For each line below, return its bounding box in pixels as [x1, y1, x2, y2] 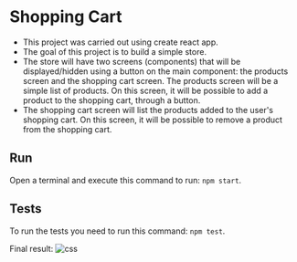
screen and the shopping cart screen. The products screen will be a [22, 75, 279, 86]
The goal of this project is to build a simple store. [22, 46, 207, 57]
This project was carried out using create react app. [22, 37, 219, 47]
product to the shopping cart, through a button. [22, 94, 201, 106]
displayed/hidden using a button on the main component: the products [22, 66, 289, 77]
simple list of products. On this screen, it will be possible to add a [22, 85, 269, 96]
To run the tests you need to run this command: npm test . [9, 225, 226, 236]
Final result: [9, 243, 54, 254]
